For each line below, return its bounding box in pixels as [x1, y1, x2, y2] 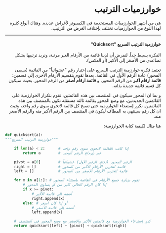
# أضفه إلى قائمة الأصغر [31, 205, 74, 210]
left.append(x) [31, 210, 63, 215]
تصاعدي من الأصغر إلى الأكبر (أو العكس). [85, 57, 161, 63]
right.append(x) [31, 196, 65, 201]
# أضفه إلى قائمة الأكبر [31, 191, 73, 196]
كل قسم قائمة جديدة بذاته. [112, 83, 161, 89]
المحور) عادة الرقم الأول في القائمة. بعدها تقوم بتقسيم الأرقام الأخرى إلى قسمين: [12, 72, 161, 78]
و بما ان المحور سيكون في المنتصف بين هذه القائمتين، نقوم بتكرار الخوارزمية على [12, 93, 161, 98]
